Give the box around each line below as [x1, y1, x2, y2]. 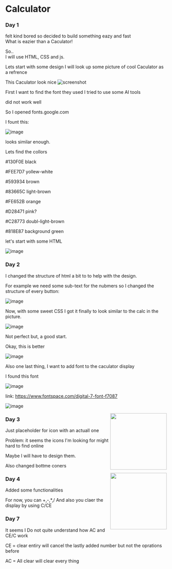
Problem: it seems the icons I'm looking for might [5, 437, 109, 444]
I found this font [5, 373, 39, 379]
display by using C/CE [5, 502, 52, 508]
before [5, 547, 19, 554]
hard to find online [5, 443, 44, 449]
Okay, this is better [5, 343, 45, 349]
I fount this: [5, 119, 29, 125]
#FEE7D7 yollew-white [5, 169, 53, 175]
